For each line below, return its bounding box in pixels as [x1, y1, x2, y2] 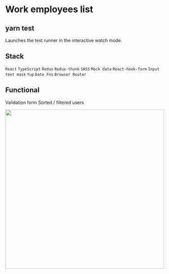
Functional [5, 86, 40, 95]
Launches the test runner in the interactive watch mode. [5, 37, 123, 43]
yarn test [5, 24, 35, 33]
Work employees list [5, 4, 93, 15]
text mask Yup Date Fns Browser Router [5, 72, 87, 77]
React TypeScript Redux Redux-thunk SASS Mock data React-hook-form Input [5, 66, 160, 72]
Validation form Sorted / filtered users [5, 99, 84, 105]
